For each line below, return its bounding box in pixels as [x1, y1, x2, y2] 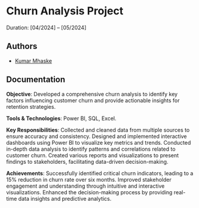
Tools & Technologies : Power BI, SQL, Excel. [6, 115, 117, 122]
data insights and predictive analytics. [18, 195, 112, 202]
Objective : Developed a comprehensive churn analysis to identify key [6, 90, 178, 97]
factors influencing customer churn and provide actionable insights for [6, 97, 180, 104]
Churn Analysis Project [6, 4, 124, 18]
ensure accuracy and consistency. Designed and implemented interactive [6, 133, 187, 140]
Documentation [6, 75, 66, 85]
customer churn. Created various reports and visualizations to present [6, 151, 179, 159]
